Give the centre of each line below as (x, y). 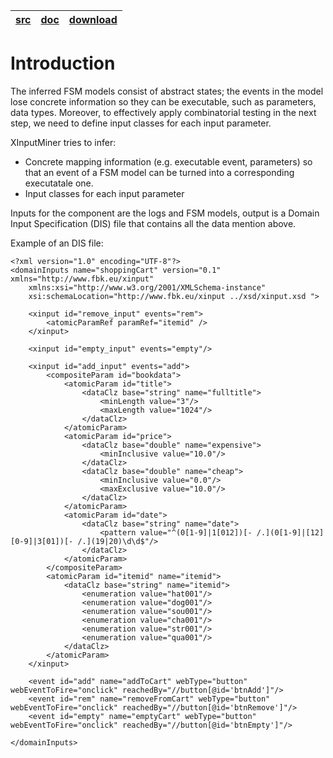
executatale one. (59, 183)
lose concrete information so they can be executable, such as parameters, (163, 101)
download (93, 19)
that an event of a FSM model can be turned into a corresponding (159, 172)
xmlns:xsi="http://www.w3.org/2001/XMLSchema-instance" (147, 287)
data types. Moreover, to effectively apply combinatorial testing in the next (163, 112)
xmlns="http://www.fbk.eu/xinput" (82, 279)
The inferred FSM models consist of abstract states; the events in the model (167, 91)
